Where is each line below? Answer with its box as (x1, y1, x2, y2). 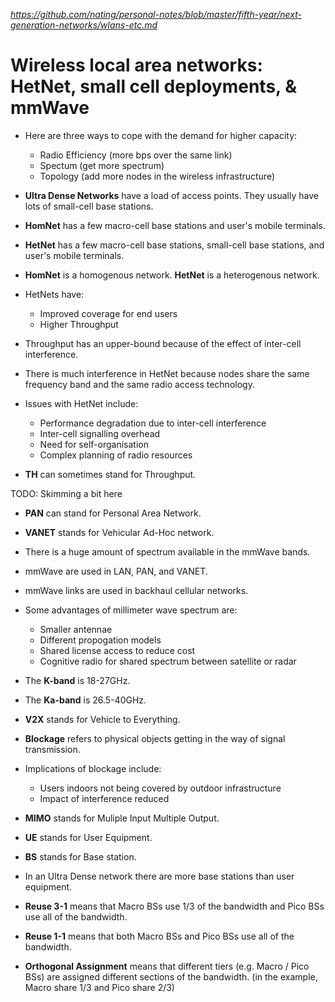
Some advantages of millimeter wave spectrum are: (24, 604, 238, 616)
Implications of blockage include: (24, 762, 162, 774)
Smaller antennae (39, 623, 113, 635)
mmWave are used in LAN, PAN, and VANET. (24, 565, 208, 577)
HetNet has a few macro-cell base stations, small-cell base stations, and (24, 239, 325, 251)
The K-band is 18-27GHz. (24, 674, 131, 686)
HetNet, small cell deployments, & (10, 75, 297, 98)
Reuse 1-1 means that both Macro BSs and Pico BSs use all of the (24, 930, 295, 942)
